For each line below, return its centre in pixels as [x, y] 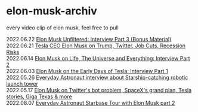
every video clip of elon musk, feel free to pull [63, 28]
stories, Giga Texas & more [39, 96]
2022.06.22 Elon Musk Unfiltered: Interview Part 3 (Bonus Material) [89, 39]
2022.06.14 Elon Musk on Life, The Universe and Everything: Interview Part [98, 58]
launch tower [22, 84]
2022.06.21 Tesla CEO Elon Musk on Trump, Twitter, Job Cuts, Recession [96, 46]
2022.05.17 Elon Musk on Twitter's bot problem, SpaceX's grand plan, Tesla [99, 90]
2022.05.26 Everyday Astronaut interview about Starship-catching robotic [97, 77]
